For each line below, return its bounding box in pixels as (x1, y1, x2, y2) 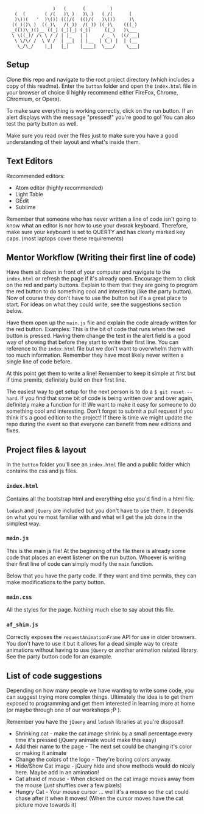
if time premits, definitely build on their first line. (6, 376, 127, 384)
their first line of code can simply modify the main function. (6, 560, 153, 567)
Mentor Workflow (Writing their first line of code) (6, 252, 196, 263)
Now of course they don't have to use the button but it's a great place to (6, 295, 188, 302)
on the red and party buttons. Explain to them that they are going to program (6, 281, 198, 289)
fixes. (6, 427, 20, 434)
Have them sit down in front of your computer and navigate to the (6, 268, 171, 276)
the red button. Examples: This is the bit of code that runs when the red (6, 326, 185, 333)
